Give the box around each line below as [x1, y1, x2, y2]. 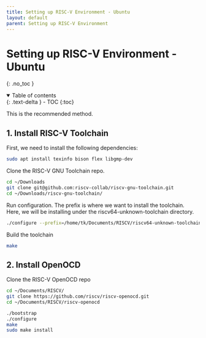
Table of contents [12, 92, 56, 99]
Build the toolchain [6, 231, 54, 238]
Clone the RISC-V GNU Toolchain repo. [6, 167, 105, 175]
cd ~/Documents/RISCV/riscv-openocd [6, 299, 100, 305]
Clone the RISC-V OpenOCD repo [6, 276, 91, 284]
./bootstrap [6, 310, 37, 316]
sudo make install [6, 327, 53, 334]
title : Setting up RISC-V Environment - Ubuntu [6, 9, 131, 15]
